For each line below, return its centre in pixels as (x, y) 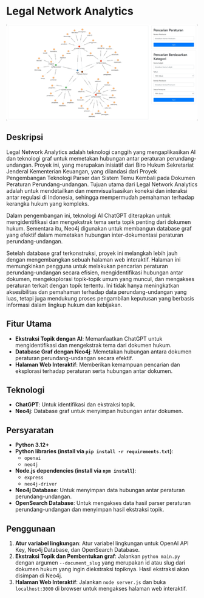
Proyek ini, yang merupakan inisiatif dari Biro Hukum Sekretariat (114, 165)
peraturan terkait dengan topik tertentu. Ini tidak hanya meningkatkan (93, 285)
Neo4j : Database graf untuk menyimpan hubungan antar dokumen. (99, 411)
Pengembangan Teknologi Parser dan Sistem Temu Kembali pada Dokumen (101, 178)
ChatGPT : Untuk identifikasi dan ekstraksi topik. (75, 405)
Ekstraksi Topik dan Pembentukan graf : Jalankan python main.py (97, 556)
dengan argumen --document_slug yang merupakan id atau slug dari (100, 563)
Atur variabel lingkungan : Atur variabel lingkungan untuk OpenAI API (102, 543)
